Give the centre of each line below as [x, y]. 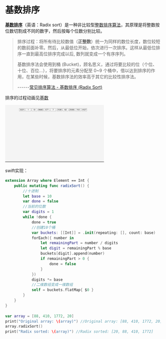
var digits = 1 [39, 212]
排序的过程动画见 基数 [27, 97]
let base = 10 [37, 196]
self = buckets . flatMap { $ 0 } [62, 290]
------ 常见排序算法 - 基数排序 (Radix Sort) [60, 87]
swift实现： [17, 170]
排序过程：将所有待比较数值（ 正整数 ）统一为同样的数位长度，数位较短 [89, 41]
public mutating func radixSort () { [52, 186]
